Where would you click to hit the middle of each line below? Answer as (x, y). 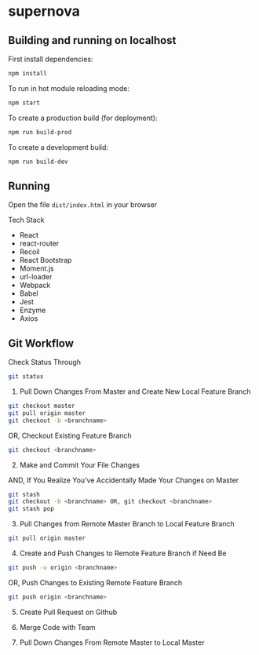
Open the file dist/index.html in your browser (83, 205)
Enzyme (33, 310)
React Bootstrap (46, 260)
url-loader (36, 277)
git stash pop (31, 509)
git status (26, 377)
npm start (24, 103)
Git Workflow (41, 343)
